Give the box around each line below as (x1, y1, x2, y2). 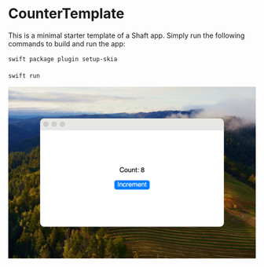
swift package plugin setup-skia (8, 55, 118, 63)
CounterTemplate (8, 5, 125, 23)
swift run (8, 71, 41, 79)
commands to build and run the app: (8, 38, 126, 48)
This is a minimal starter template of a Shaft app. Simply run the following (8, 31, 245, 40)
